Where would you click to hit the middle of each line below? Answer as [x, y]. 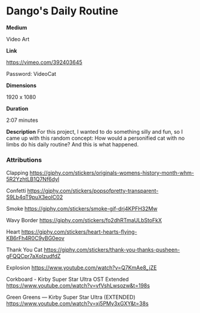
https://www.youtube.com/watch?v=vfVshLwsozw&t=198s [78, 286]
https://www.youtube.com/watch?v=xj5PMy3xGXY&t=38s [78, 303]
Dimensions [21, 85]
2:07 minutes [22, 120]
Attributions [24, 159]
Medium [17, 27]
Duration [17, 108]
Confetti [16, 191]
